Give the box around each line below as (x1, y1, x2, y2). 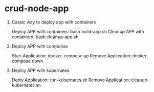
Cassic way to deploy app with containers (11, 19, 96, 25)
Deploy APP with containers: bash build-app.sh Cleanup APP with (11, 28, 145, 34)
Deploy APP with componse (11, 43, 68, 49)
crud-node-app (4, 3, 69, 14)
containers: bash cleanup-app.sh (11, 34, 79, 40)
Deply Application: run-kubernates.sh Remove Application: (11, 77, 130, 83)
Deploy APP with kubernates (11, 67, 69, 73)
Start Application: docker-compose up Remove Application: (11, 52, 132, 59)
